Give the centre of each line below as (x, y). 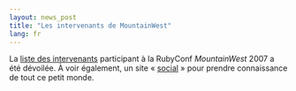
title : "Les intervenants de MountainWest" (91, 26)
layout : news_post (43, 17)
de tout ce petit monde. (52, 78)
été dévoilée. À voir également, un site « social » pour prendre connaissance (148, 68)
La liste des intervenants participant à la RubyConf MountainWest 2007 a (142, 59)
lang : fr (25, 34)
